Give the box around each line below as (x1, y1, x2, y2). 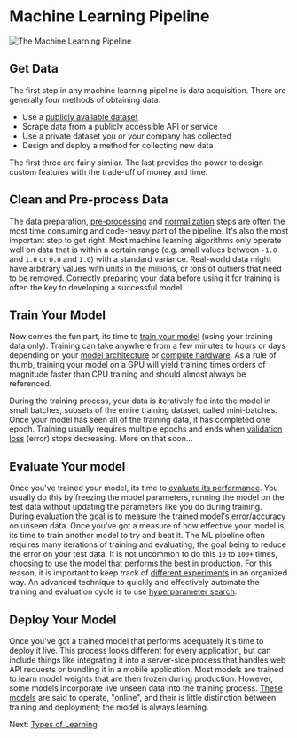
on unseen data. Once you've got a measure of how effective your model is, (9, 520, 286, 531)
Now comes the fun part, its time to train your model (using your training (9, 331, 273, 342)
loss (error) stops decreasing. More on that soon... (9, 433, 193, 444)
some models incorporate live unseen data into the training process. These (9, 683, 284, 694)
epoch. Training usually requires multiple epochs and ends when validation (9, 424, 283, 434)
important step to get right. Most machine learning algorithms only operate (9, 234, 282, 245)
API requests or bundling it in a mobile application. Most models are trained (9, 664, 284, 674)
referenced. (9, 378, 52, 389)
